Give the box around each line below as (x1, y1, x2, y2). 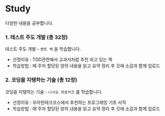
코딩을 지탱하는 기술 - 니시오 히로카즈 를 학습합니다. (5, 89, 103, 95)
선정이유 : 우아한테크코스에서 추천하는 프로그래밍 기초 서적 (12, 99, 126, 105)
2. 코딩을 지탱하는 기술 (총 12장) (5, 77, 77, 84)
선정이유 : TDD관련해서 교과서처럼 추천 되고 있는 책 (12, 57, 112, 63)
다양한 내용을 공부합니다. (5, 20, 53, 26)
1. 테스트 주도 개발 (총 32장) (5, 33, 68, 40)
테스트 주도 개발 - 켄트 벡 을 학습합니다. (5, 46, 81, 52)
